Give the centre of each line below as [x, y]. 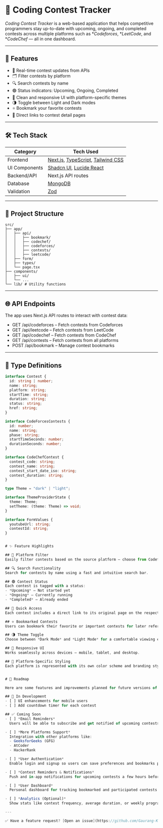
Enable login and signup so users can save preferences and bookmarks [82, 763]
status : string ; [26, 404]
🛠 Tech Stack [26, 135]
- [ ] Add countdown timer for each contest [51, 706]
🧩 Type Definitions [33, 365]
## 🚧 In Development [26, 696]
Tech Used [86, 152]
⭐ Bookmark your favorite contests [47, 108]
